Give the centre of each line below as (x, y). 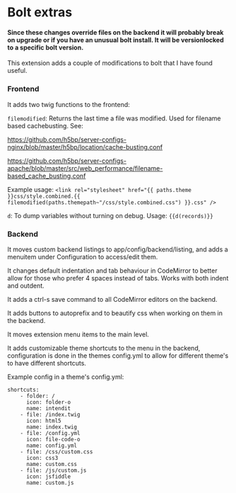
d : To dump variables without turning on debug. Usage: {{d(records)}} (110, 215)
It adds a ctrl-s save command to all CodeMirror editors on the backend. (112, 299)
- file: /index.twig (50, 414)
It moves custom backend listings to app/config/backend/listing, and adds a (118, 249)
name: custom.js (50, 482)
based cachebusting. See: (45, 125)
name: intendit (48, 408)
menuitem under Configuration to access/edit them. (83, 256)
